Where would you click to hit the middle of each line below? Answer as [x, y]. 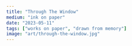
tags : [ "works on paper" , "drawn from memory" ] [67, 28]
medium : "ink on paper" [36, 17]
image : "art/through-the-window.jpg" [53, 34]
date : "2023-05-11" [30, 23]
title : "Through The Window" [42, 12]
